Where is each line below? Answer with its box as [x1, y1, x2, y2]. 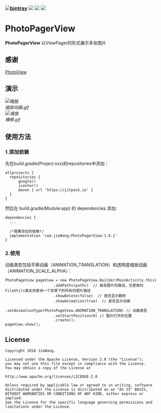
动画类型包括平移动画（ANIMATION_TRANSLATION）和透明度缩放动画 [5, 262, 147, 268]
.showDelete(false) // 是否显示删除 [53, 294, 126, 299]
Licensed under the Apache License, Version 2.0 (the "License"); [5, 357, 144, 362]
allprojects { [5, 170, 34, 175]
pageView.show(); [5, 322, 41, 327]
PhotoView [5, 69, 27, 75]
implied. [5, 396, 23, 401]
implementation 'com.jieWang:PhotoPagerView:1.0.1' [9, 233, 118, 238]
